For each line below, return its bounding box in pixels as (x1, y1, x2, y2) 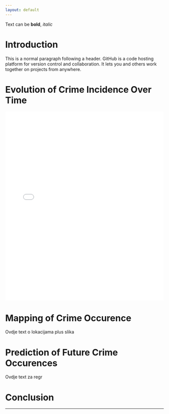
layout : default (5, 7, 39, 13)
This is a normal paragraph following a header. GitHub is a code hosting (5, 55, 154, 61)
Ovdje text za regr (5, 374, 43, 380)
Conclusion (5, 391, 54, 403)
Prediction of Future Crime (5, 347, 118, 358)
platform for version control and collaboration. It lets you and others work (5, 61, 157, 67)
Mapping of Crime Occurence (5, 312, 132, 324)
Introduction (5, 39, 58, 50)
